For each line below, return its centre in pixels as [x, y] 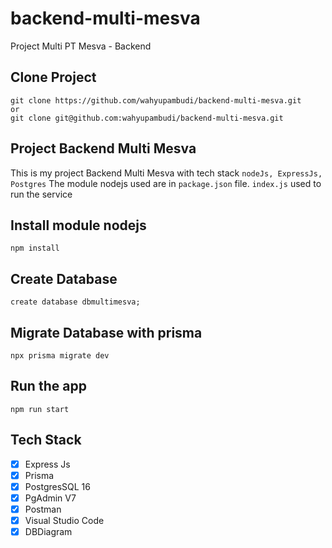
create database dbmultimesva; [75, 302]
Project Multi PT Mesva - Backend [81, 46]
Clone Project [53, 77]
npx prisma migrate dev [60, 356]
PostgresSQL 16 [57, 486]
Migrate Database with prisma [106, 332]
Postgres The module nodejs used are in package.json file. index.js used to [166, 183]
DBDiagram [48, 531]
